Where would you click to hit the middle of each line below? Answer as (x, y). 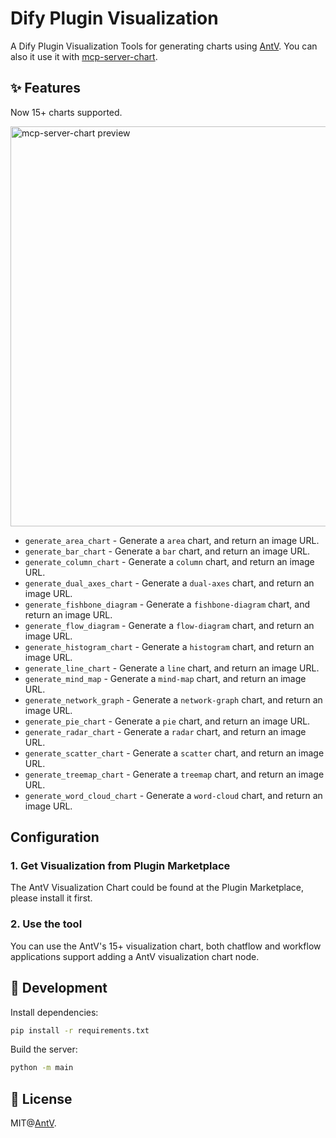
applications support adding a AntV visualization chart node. (135, 956)
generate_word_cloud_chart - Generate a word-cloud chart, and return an (173, 795)
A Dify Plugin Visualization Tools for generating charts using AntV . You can (164, 46)
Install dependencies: (54, 1012)
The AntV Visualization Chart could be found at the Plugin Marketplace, (157, 888)
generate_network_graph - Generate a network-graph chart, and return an (173, 699)
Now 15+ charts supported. (66, 112)
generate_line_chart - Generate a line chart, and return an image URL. (172, 668)
